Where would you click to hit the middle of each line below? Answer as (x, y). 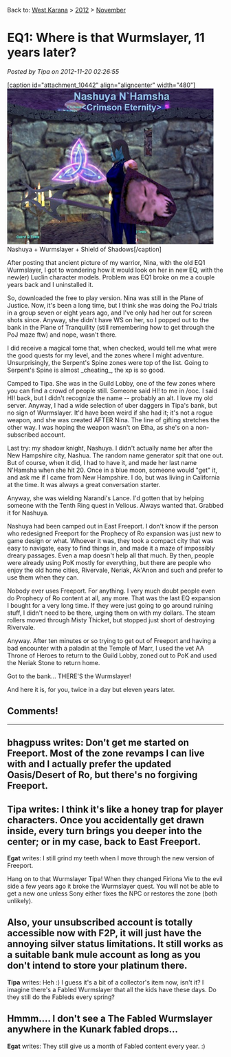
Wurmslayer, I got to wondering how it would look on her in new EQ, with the (115, 270)
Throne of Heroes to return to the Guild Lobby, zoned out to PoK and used (112, 655)
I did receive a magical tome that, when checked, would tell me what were (112, 348)
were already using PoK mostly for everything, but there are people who (109, 562)
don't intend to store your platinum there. (97, 966)
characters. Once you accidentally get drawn (106, 820)
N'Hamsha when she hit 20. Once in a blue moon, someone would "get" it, (112, 470)
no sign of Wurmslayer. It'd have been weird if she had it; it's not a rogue (110, 413)
